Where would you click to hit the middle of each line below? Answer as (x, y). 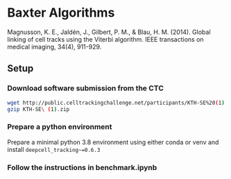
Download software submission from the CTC (86, 88)
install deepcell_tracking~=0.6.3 (54, 149)
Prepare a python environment (60, 127)
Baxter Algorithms (61, 13)
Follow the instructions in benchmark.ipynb (82, 167)
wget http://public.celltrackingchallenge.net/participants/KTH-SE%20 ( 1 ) (116, 103)
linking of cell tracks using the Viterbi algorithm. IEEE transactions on (105, 39)
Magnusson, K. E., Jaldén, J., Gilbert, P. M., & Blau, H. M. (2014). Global (109, 32)
